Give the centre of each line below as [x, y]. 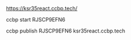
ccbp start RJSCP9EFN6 [36, 19]
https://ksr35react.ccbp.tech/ [42, 8]
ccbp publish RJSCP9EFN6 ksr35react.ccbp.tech [65, 31]
